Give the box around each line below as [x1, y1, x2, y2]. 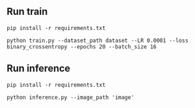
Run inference [6, 63, 70, 75]
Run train [6, 6, 48, 18]
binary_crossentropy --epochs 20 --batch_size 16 [6, 43, 157, 50]
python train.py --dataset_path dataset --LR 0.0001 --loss [6, 37, 189, 44]
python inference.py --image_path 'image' [6, 94, 135, 101]
